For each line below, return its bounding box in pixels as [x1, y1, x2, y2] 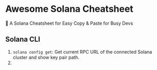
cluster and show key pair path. [12, 54, 80, 60]
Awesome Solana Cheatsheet [5, 3, 133, 15]
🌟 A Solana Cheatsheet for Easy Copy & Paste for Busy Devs [5, 20, 133, 26]
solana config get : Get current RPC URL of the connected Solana [12, 48, 152, 55]
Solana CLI [5, 35, 41, 44]
